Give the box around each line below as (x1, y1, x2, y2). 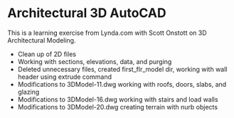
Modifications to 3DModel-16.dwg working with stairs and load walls (17, 95, 218, 104)
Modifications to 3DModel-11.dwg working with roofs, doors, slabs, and (17, 80, 227, 88)
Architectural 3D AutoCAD (7, 5, 166, 21)
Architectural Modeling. (7, 36, 76, 44)
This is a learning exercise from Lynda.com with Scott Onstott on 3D (7, 28, 208, 37)
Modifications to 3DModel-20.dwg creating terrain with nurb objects (17, 102, 218, 111)
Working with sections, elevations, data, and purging (17, 57, 172, 65)
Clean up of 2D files (17, 50, 77, 58)
